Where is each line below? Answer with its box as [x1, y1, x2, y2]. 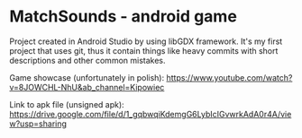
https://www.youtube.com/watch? [166, 72, 293, 82]
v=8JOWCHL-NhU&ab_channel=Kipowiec [9, 82, 165, 92]
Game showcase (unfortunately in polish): [9, 72, 165, 82]
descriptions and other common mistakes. [9, 55, 166, 65]
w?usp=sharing [9, 118, 68, 129]
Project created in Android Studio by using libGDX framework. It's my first [9, 36, 283, 47]
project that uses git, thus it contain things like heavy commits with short [9, 45, 279, 56]
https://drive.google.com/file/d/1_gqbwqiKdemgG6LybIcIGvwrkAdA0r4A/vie [9, 108, 292, 119]
